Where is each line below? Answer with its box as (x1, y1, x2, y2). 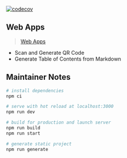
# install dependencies (6, 87, 64, 93)
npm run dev (6, 109, 35, 115)
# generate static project (6, 141, 72, 147)
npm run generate (6, 146, 49, 152)
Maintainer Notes (6, 72, 71, 82)
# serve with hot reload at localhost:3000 (6, 104, 114, 110)
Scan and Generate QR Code (14, 49, 85, 56)
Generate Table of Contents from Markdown (14, 55, 122, 62)
